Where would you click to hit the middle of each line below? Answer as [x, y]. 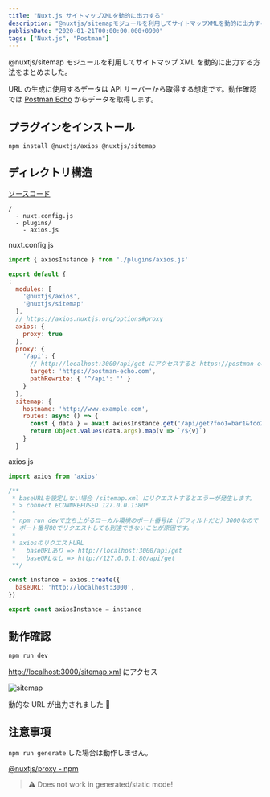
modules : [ [34, 289]
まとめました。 [47, 72]
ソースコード [29, 193]
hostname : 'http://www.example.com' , [86, 409]
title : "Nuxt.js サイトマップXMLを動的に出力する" [86, 16]
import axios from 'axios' [53, 476]
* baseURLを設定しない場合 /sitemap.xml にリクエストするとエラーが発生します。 [133, 498]
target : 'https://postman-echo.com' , [93, 372]
